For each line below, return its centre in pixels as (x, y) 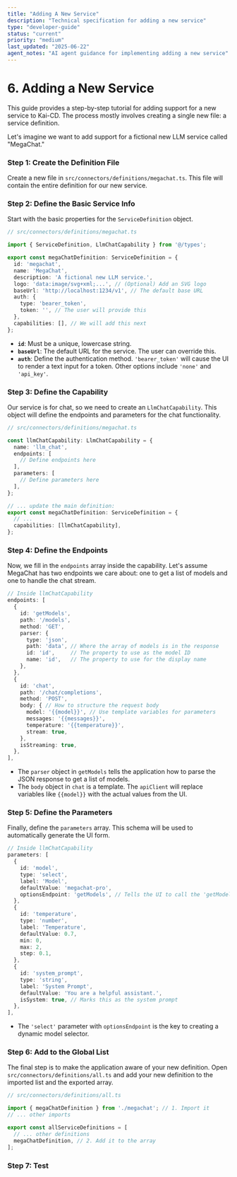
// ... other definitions (52, 1134)
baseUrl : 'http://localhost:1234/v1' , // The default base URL (108, 291)
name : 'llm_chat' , (41, 447)
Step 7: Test (28, 1166)
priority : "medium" (36, 40)
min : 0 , (31, 940)
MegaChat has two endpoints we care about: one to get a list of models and (117, 573)
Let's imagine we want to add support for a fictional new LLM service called (117, 137)
